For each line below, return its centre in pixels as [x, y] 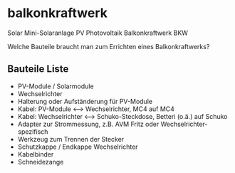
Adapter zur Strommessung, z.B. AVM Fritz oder [88, 124]
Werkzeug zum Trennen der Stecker [71, 139]
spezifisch [33, 131]
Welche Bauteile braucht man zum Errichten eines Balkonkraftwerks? [109, 46]
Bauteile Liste [38, 69]
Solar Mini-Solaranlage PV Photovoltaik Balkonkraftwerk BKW [98, 33]
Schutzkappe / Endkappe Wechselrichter [78, 147]
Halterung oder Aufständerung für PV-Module [85, 101]
